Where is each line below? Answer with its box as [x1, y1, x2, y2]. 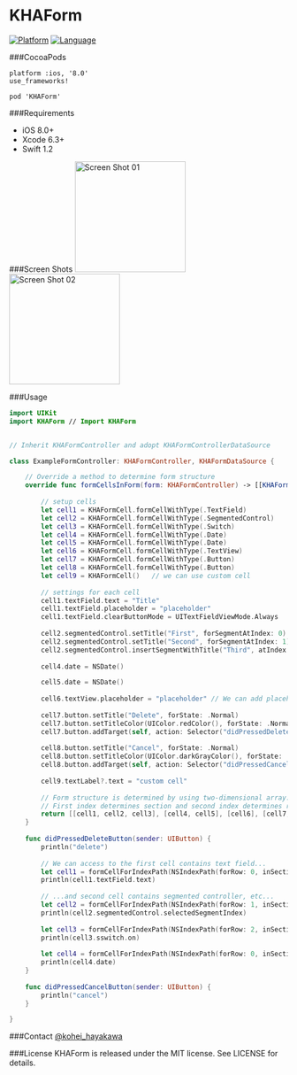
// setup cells [41, 498, 97, 507]
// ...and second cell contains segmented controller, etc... [41, 892, 275, 901]
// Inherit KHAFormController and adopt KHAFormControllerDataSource [9, 440, 271, 450]
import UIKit [9, 408, 57, 417]
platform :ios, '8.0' [9, 68, 89, 78]
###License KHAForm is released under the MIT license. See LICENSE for [9, 1048, 278, 1059]
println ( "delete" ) [41, 842, 109, 851]
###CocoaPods [9, 51, 66, 62]
